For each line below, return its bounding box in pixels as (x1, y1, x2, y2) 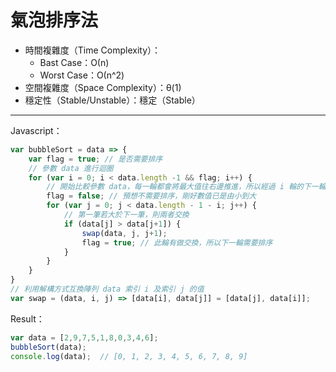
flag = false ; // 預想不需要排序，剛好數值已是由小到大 (46, 191, 257, 201)
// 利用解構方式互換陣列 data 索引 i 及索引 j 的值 (10, 284, 205, 295)
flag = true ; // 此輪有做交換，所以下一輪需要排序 (81, 237, 273, 248)
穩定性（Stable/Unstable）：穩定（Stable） (24, 94, 201, 106)
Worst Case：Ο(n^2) (39, 69, 125, 81)
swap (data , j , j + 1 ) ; (81, 228, 168, 238)
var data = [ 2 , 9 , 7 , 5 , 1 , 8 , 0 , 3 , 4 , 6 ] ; (10, 332, 159, 343)
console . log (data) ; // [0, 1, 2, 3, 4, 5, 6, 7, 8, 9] (10, 351, 248, 361)
